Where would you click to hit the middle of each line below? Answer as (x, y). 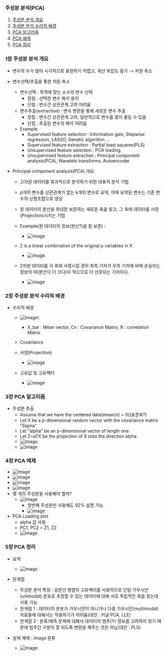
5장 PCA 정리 (20, 547)
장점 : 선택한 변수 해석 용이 (53, 98)
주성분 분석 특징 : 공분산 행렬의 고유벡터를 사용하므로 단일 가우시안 (84, 590)
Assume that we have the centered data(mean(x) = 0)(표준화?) (83, 415)
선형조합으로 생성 (46, 198)
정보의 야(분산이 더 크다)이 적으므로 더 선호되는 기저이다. (74, 272)
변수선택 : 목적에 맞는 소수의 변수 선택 (56, 92)
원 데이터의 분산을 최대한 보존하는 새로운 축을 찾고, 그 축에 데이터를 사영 (89, 209)
